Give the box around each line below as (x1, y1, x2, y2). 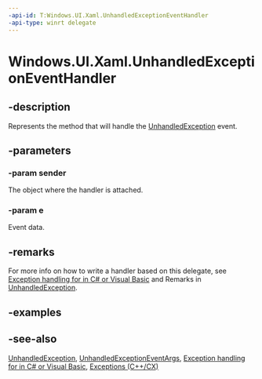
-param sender (8, 167, 67, 178)
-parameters (8, 144, 71, 157)
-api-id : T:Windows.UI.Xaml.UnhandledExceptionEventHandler (8, 11, 209, 20)
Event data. (8, 223, 45, 232)
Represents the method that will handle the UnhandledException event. (8, 121, 238, 130)
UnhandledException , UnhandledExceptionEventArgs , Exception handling (8, 353, 246, 363)
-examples (8, 305, 62, 319)
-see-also (8, 333, 57, 346)
